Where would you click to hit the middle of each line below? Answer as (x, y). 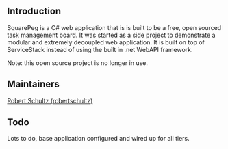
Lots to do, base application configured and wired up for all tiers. (98, 139)
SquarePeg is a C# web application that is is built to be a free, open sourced (114, 27)
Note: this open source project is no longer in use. (78, 63)
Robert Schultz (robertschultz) (50, 100)
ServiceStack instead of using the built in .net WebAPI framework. (100, 49)
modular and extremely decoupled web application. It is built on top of (106, 42)
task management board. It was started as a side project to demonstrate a (111, 35)
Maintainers (34, 84)
